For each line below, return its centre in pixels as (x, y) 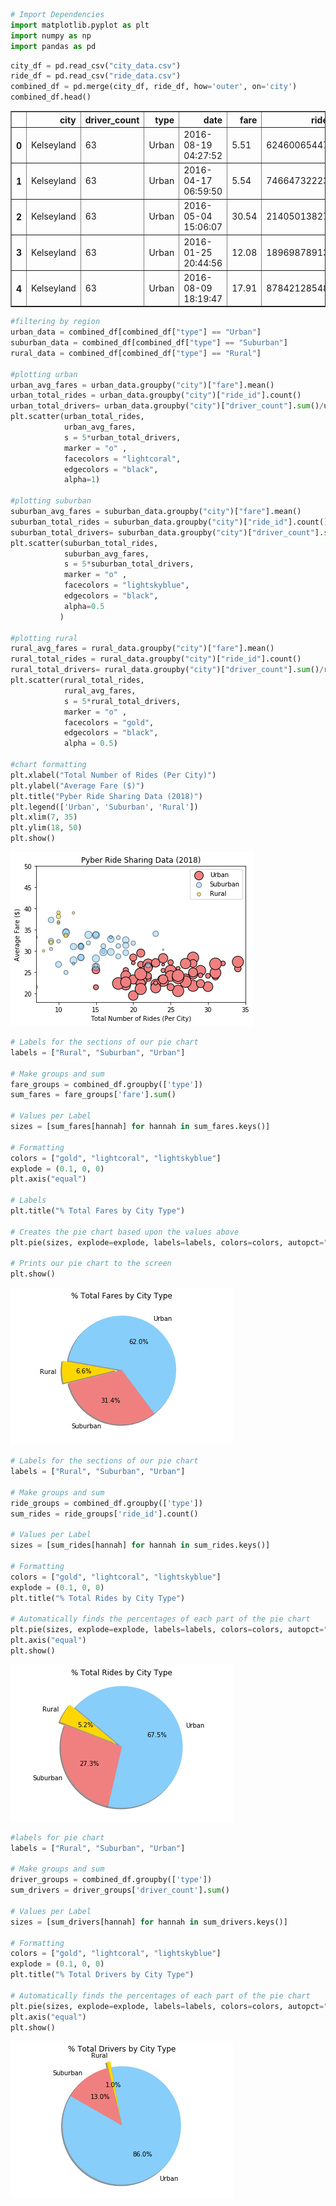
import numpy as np (51, 35)
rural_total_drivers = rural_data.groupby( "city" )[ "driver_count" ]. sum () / (167, 670)
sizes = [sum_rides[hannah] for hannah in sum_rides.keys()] (140, 1545)
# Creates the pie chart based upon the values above (125, 1232)
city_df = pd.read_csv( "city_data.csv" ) (96, 65)
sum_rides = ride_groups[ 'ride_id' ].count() (104, 1514)
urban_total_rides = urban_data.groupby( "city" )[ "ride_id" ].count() (156, 395)
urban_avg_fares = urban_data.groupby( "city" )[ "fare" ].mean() (142, 385)
